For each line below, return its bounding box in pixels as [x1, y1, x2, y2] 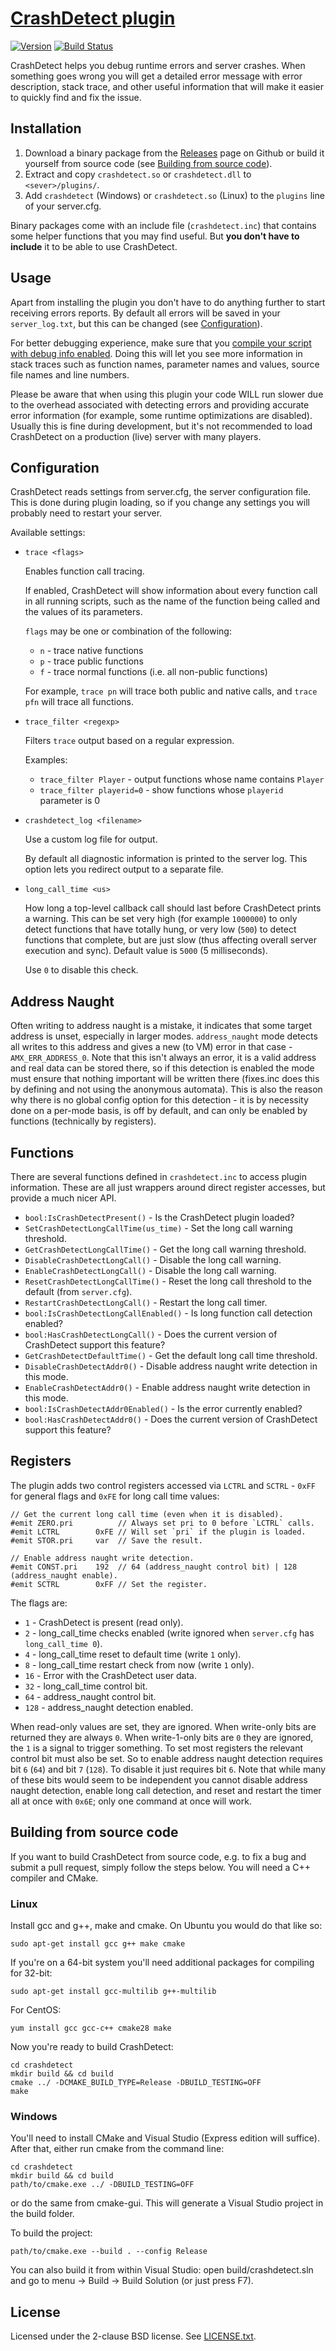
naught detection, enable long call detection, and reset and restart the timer [10, 1784, 322, 1796]
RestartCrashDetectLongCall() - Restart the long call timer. [24, 1297, 268, 1308]
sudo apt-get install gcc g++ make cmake [10, 1938, 186, 1949]
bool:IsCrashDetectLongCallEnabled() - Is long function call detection [24, 1307, 313, 1319]
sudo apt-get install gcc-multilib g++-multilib [10, 1986, 217, 1996]
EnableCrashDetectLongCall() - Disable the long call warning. [24, 1265, 277, 1276]
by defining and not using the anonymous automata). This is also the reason [10, 1083, 323, 1096]
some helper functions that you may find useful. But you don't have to [10, 230, 300, 242]
